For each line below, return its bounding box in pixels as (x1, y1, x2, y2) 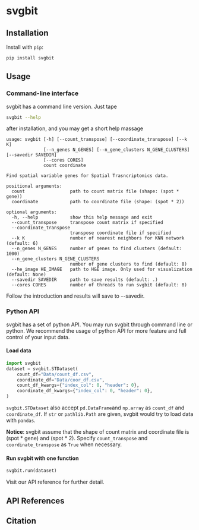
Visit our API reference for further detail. (6, 478, 105, 485)
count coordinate (43, 162, 86, 169)
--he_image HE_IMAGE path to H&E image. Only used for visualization (11, 266, 193, 273)
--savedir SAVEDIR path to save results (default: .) (11, 277, 159, 283)
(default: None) (6, 272, 46, 277)
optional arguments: (6, 209, 58, 215)
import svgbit (6, 360, 42, 366)
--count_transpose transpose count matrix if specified (11, 220, 163, 226)
